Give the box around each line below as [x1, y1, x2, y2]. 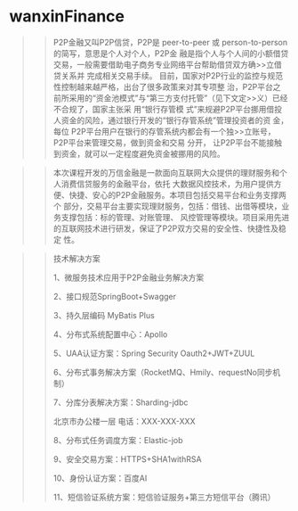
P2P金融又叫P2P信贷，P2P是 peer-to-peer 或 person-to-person [52, 37, 288, 47]
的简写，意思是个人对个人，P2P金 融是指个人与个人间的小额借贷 [52, 47, 289, 59]
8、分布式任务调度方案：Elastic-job [52, 434, 184, 445]
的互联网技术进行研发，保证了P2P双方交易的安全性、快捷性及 [52, 223, 279, 234]
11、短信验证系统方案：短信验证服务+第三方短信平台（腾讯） [52, 491, 276, 502]
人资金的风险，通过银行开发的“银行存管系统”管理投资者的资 [52, 114, 271, 126]
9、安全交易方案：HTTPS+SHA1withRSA [52, 453, 202, 465]
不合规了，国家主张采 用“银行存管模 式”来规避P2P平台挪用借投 [52, 103, 283, 114]
